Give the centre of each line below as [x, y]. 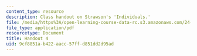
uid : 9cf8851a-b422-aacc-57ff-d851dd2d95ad [60, 44]
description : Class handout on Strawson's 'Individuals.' [78, 17]
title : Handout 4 [27, 38]
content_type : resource [35, 11]
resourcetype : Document [35, 33]
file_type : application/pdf [40, 28]
